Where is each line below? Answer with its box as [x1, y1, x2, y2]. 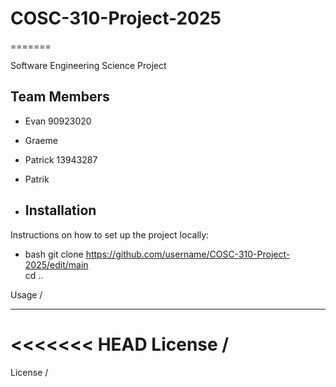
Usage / [10, 288, 43, 301]
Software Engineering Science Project [10, 59, 167, 71]
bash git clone [24, 248, 84, 260]
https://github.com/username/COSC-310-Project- [85, 248, 291, 260]
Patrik [24, 173, 50, 185]
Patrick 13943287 [24, 153, 98, 166]
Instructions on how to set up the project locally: [10, 228, 210, 241]
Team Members [10, 88, 110, 106]
